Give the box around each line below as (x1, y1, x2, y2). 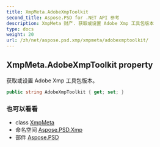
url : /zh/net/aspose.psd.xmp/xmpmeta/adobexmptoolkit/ (6, 37, 149, 43)
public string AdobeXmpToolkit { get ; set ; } (6, 89, 124, 95)
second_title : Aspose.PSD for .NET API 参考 (6, 15, 120, 21)
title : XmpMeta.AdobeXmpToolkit (6, 9, 89, 15)
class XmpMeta (15, 118, 55, 126)
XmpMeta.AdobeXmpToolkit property (6, 60, 153, 70)
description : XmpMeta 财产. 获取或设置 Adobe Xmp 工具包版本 (6, 20, 155, 26)
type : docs (6, 26, 34, 32)
